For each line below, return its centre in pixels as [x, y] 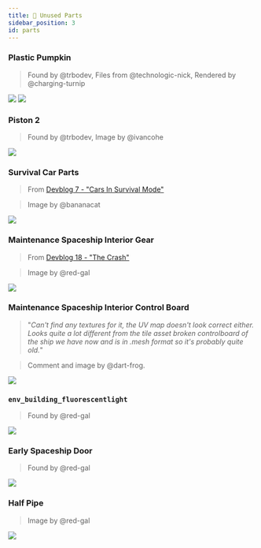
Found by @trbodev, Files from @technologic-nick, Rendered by [132, 75]
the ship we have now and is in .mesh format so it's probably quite [135, 341]
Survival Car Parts [44, 172]
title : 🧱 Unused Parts [45, 15]
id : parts [24, 30]
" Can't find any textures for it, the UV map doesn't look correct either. [140, 325]
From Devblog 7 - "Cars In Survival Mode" [96, 189]
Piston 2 [24, 120]
